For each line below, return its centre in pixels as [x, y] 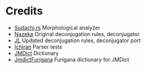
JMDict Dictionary [36, 53]
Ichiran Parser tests [38, 47]
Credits [24, 11]
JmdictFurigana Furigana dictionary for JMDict [72, 59]
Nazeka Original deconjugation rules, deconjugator [77, 34]
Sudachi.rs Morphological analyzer [57, 28]
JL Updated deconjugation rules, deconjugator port [77, 40]
